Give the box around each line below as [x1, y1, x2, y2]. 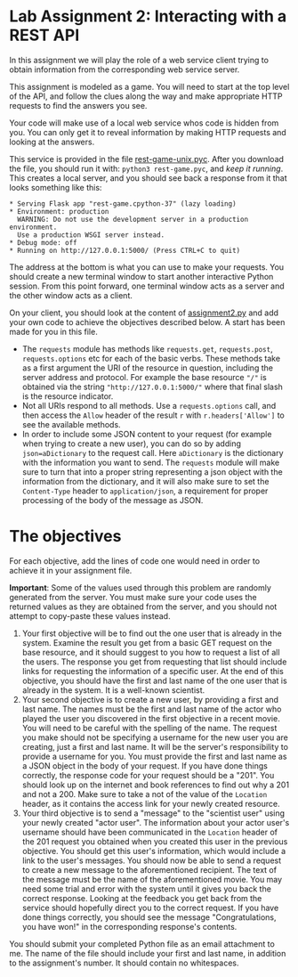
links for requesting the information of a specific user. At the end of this [21, 665, 285, 676]
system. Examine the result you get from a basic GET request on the [21, 637, 273, 647]
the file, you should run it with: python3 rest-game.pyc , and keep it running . [9, 163, 284, 174]
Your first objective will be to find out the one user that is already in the [21, 628, 282, 639]
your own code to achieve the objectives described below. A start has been [9, 316, 286, 327]
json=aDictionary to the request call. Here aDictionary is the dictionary [21, 447, 284, 458]
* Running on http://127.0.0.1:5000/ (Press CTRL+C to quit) [9, 246, 241, 255]
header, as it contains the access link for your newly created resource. [21, 798, 280, 809]
